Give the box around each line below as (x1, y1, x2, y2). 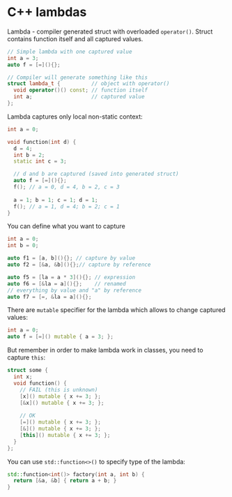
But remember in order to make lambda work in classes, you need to (7, 346, 203, 355)
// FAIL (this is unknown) (20, 386, 98, 393)
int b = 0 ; (7, 242, 39, 249)
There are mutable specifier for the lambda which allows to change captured (7, 306, 226, 314)
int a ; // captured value (13, 94, 145, 101)
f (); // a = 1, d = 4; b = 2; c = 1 (13, 203, 120, 210)
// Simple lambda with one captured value (7, 48, 132, 55)
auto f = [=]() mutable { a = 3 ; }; (7, 333, 114, 341)
